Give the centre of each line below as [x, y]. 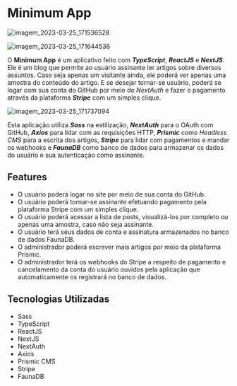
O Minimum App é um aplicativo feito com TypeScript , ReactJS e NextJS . [116, 60]
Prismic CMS [36, 361]
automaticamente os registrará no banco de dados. [92, 276]
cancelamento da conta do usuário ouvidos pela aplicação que [109, 269]
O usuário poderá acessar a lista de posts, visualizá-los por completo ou [123, 216]
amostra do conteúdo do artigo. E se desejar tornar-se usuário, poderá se [115, 82]
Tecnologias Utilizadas [59, 299]
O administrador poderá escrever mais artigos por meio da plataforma [119, 247]
